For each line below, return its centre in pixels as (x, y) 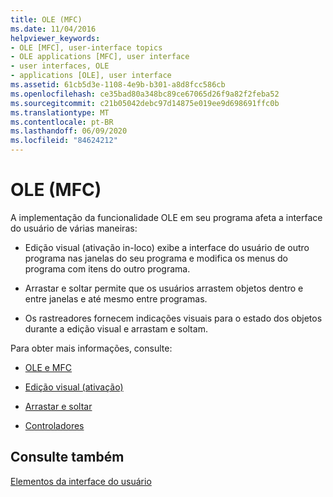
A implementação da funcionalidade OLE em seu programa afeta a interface (166, 217)
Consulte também (67, 457)
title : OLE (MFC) (46, 19)
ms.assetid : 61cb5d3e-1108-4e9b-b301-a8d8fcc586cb (118, 85)
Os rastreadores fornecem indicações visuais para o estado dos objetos (173, 318)
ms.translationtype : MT (60, 112)
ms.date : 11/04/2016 (53, 29)
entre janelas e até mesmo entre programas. (116, 298)
